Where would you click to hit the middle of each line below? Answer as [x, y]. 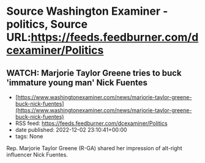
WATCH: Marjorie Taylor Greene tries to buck [94, 73]
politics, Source [47, 24]
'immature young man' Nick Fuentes [77, 82]
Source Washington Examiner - [87, 11]
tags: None [29, 136]
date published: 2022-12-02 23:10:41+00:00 [71, 130]
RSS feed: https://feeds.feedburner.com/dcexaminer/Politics [91, 123]
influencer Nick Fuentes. [37, 155]
